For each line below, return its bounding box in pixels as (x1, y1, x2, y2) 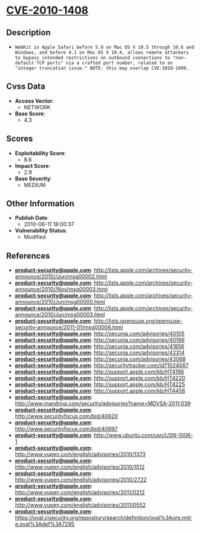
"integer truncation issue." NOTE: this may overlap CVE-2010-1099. (14, 65, 189, 71)
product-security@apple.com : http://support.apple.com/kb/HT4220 (14, 375, 186, 382)
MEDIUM (23, 181, 46, 188)
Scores (6, 134, 33, 144)
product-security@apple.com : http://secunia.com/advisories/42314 (14, 349, 185, 356)
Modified (23, 234, 46, 241)
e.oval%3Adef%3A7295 (14, 520, 75, 528)
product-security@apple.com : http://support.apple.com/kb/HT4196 (14, 368, 184, 375)
